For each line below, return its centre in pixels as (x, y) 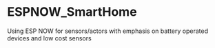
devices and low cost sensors (49, 38)
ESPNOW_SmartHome (72, 12)
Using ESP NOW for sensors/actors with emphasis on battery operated (108, 31)
